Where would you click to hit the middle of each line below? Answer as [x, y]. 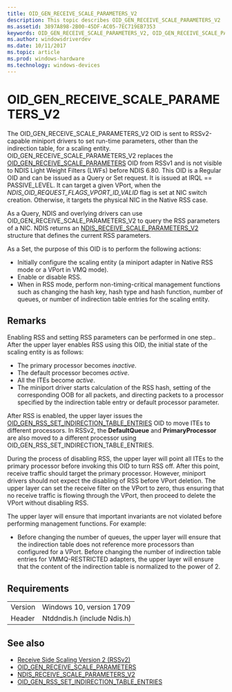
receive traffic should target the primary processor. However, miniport [106, 474]
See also [26, 643]
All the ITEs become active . [56, 380]
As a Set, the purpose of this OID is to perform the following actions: [104, 249]
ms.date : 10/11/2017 [37, 46]
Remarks [27, 321]
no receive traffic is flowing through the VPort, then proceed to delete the [112, 496]
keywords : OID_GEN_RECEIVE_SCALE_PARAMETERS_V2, [78, 33]
